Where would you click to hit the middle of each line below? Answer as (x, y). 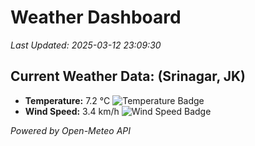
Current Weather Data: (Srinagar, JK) (128, 76)
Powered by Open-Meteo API (71, 130)
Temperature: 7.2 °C (67, 100)
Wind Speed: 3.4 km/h (72, 111)
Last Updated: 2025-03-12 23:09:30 (86, 45)
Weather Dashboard (96, 17)
